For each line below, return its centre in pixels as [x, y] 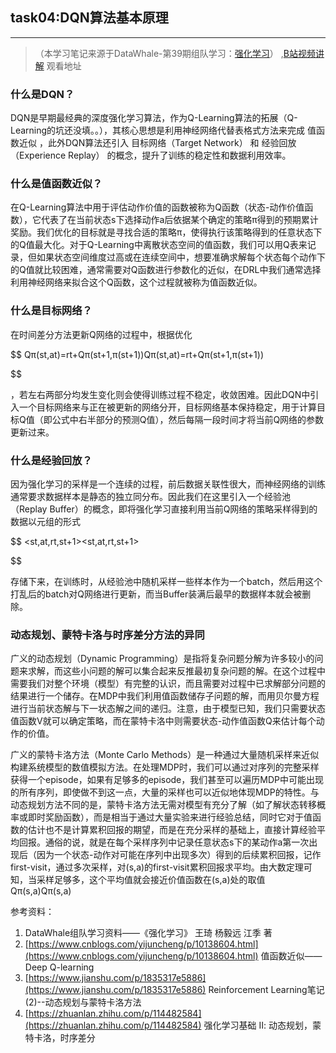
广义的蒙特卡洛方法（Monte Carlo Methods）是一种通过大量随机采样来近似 [165, 755]
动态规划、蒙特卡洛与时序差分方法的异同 [107, 635]
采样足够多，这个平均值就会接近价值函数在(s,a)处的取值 [151, 880]
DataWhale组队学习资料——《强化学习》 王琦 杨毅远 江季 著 [148, 933]
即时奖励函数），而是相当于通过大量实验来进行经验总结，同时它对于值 [170, 817]
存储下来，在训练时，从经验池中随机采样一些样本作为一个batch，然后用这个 [166, 581]
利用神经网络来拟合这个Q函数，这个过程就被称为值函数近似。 [136, 282]
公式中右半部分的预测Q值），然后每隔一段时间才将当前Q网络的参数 [188, 419]
